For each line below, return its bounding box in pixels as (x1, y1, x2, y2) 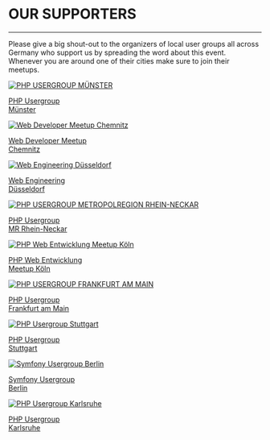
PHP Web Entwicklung (8, 255, 83, 264)
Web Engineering (8, 175, 66, 185)
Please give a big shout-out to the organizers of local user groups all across (8, 39, 260, 48)
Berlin (8, 383, 28, 392)
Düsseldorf (8, 184, 46, 193)
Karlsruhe (8, 422, 41, 432)
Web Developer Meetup (8, 135, 87, 145)
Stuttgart (8, 343, 38, 353)
